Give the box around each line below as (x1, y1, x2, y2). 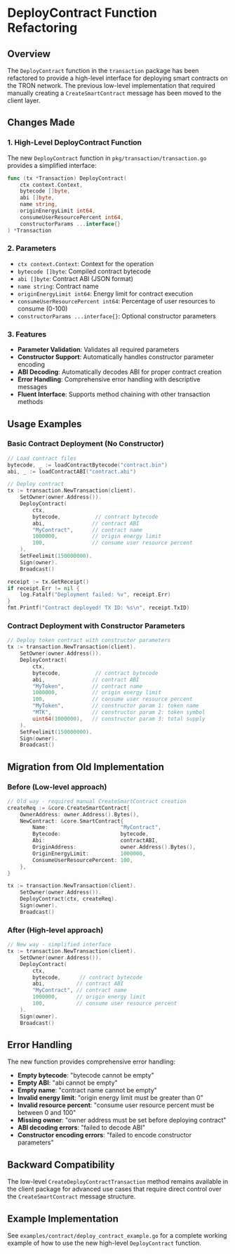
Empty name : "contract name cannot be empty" (17, 1086, 158, 1095)
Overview (7, 48, 51, 60)
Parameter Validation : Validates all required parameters (17, 346, 180, 354)
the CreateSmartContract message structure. (7, 1192, 136, 1201)
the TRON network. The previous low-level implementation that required (7, 81, 216, 89)
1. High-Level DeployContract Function (7, 138, 142, 148)
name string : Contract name (17, 282, 100, 290)
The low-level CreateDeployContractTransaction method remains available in (7, 1177, 229, 1186)
